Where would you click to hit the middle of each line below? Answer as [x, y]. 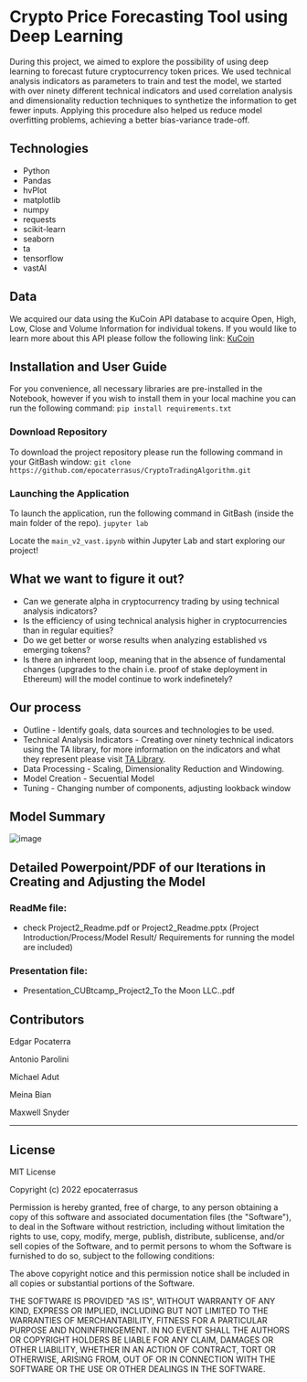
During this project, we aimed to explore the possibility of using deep [139, 61]
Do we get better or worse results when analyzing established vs [145, 640]
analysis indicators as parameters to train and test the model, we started [145, 80]
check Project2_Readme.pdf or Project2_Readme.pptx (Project [141, 928]
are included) [48, 948]
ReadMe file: [38, 907]
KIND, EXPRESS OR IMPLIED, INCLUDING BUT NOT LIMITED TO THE [139, 1311]
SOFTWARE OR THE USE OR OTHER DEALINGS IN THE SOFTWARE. [138, 1369]
